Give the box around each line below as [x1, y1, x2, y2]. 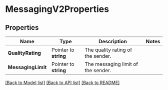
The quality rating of [84, 46, 132, 53]
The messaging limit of [84, 61, 138, 68]
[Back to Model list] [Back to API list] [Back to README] [5, 80, 120, 86]
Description [98, 38, 127, 45]
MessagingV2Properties [5, 3, 109, 15]
